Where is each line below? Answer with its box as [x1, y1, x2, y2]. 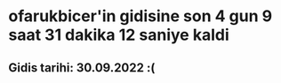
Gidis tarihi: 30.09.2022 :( [8, 60, 156, 75]
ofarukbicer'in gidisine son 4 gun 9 [8, 6, 273, 26]
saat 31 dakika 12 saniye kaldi [8, 25, 230, 45]
